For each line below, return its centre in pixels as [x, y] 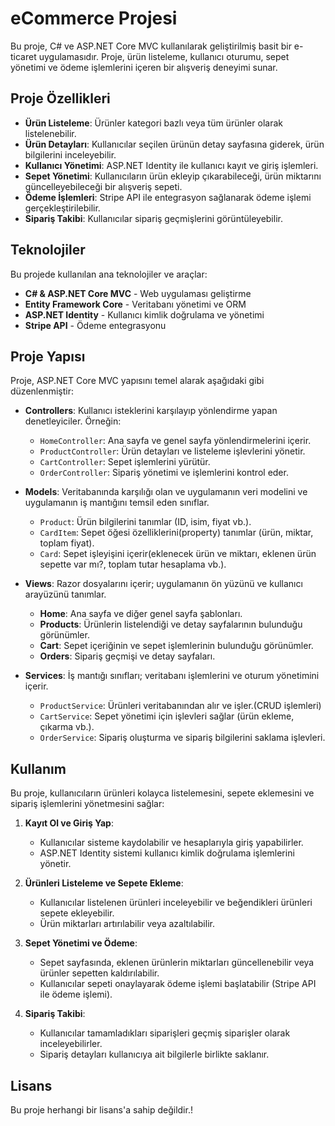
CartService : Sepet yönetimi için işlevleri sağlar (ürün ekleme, [167, 716]
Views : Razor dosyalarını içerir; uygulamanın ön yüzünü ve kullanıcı [163, 584]
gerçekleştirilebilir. [62, 208]
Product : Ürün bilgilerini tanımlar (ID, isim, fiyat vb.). [145, 522]
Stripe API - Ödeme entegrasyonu [95, 325]
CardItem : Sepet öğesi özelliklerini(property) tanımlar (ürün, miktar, [176, 533]
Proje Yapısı [48, 356]
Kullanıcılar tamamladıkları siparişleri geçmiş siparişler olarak [165, 1033]
